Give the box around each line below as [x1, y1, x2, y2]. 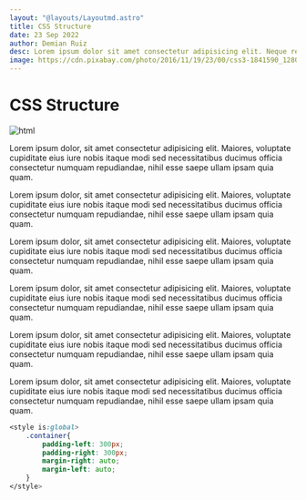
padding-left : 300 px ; [42, 439, 125, 449]
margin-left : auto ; [42, 465, 117, 474]
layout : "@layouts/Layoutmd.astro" [9, 13, 145, 23]
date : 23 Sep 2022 [9, 30, 79, 39]
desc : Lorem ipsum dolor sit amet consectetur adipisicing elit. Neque [9, 47, 287, 56]
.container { [25, 431, 71, 440]
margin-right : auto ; [42, 456, 120, 465]
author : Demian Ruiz [9, 38, 88, 48]
